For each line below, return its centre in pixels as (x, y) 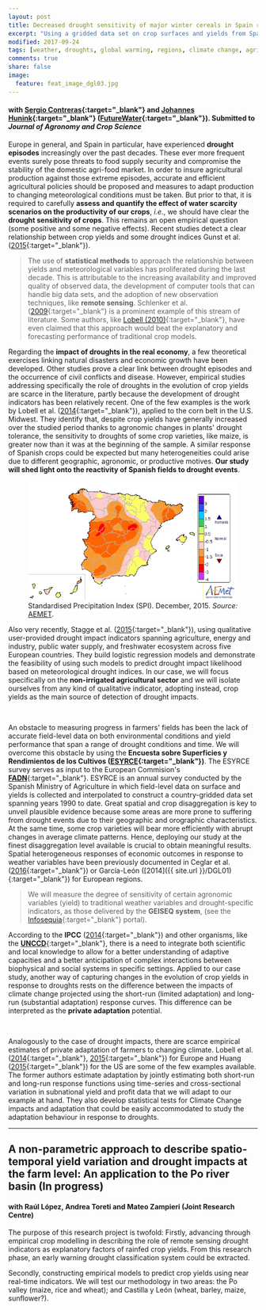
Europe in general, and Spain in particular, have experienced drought (121, 144)
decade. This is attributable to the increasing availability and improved (142, 277)
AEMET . (41, 614)
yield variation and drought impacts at (152, 1161)
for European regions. (107, 878)
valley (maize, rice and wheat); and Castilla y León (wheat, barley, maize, (127, 1290)
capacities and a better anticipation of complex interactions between (120, 960)
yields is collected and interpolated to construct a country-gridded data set (131, 794)
